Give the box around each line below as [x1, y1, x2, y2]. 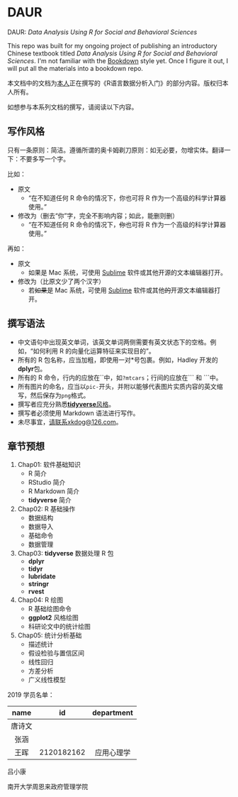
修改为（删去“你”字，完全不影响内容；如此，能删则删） [17, 211, 179, 220]
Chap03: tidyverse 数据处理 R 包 [17, 549, 114, 558]
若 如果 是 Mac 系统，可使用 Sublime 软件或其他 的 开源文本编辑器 [28, 285, 215, 295]
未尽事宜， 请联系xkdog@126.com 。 [17, 417, 123, 426]
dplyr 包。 [17, 364, 47, 373]
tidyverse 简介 [28, 496, 72, 505]
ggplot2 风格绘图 [28, 613, 79, 622]
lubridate [28, 572, 56, 581]
